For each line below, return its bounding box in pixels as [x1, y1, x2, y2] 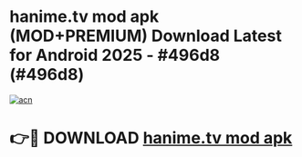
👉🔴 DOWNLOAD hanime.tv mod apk [9, 128, 293, 149]
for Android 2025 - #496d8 [9, 45, 221, 65]
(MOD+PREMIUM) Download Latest [9, 25, 283, 46]
